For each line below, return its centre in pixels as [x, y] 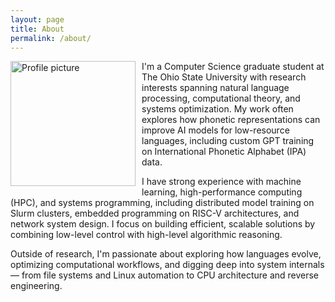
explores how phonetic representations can [231, 120]
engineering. [36, 286]
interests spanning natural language [215, 88]
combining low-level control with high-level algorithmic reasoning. [146, 235]
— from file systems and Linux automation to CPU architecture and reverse [165, 275]
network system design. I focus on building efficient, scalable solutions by [163, 224]
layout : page [37, 19]
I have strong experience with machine [221, 182]
